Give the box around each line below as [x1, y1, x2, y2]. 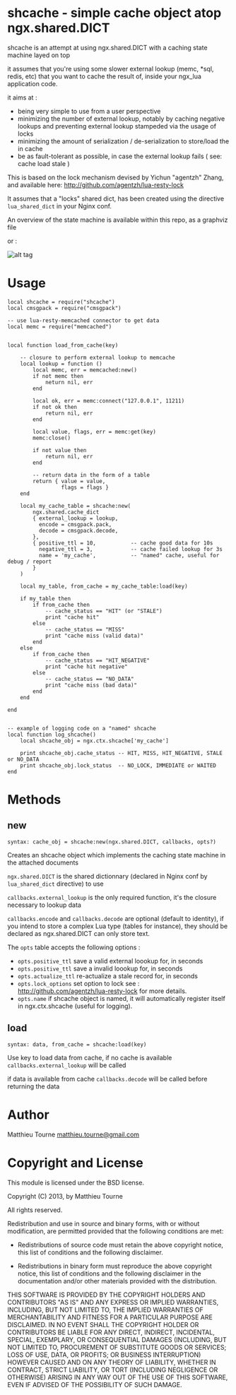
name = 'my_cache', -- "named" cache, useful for [38, 552, 220, 559]
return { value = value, [33, 477, 106, 485]
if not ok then [33, 403, 78, 410]
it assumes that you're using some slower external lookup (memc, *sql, [7, 64, 214, 73]
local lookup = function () [20, 360, 102, 367]
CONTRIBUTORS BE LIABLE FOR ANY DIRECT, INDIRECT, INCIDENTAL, [7, 1328, 216, 1336]
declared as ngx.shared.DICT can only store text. [7, 929, 151, 937]
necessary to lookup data [7, 901, 81, 909]
